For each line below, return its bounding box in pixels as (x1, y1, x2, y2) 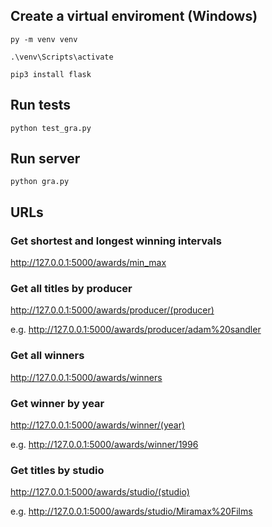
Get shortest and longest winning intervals (10, 234, 222, 248)
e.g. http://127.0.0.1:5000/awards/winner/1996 (10, 439, 199, 451)
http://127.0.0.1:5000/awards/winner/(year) (10, 419, 186, 431)
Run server (10, 150, 81, 168)
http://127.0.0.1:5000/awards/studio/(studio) (10, 486, 190, 498)
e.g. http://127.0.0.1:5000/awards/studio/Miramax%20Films (10, 505, 253, 518)
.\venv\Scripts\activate (10, 52, 114, 62)
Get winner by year (10, 396, 105, 410)
